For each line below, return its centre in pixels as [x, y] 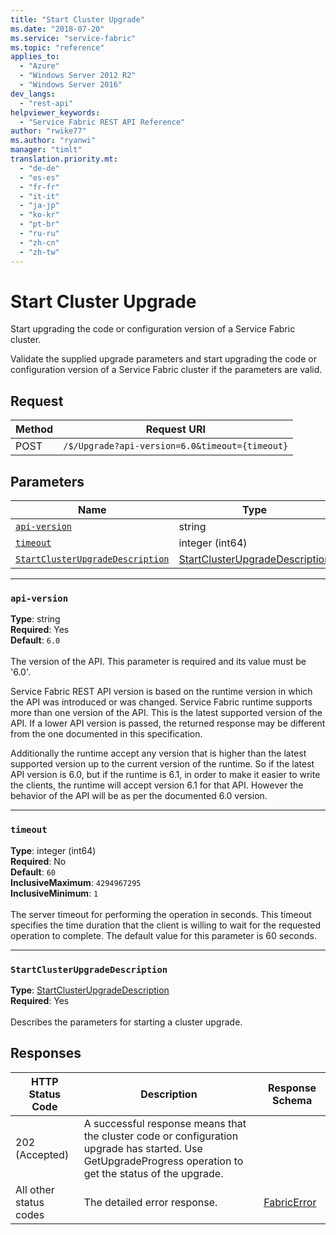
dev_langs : [33, 94]
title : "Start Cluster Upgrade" [77, 19]
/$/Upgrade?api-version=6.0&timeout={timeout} [176, 446]
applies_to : [35, 57]
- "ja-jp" [39, 206]
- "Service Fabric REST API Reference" [102, 122]
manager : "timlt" [46, 150]
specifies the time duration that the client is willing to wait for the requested [165, 925]
